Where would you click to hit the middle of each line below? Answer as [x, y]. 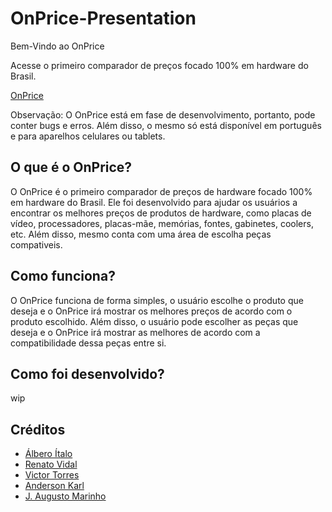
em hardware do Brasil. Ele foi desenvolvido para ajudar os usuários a [154, 202]
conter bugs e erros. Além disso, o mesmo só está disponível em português [166, 125]
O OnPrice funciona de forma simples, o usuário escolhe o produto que [157, 300]
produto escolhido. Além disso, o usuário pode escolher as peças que [154, 321]
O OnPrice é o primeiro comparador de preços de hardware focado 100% [161, 191]
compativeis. [36, 244]
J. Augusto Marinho [65, 496]
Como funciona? [63, 276]
